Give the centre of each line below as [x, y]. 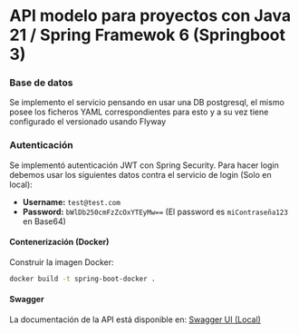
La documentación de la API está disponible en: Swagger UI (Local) [135, 319]
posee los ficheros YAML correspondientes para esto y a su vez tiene [139, 112]
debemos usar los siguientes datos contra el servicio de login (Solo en [140, 174]
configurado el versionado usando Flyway [88, 122]
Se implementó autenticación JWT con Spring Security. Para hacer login [144, 165]
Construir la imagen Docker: [62, 262]
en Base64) [44, 221]
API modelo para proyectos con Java [150, 16]
